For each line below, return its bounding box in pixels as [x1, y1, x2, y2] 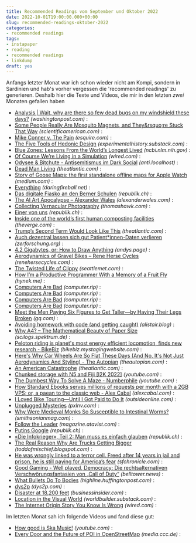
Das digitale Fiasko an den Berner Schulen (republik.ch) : [14, 190, 152, 197]
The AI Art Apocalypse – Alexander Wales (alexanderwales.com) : [14, 196, 174, 203]
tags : [6, 36, 19, 42]
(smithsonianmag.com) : [14, 415, 74, 422]
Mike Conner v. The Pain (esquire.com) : [14, 134, 112, 141]
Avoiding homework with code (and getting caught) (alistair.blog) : [14, 321, 175, 328]
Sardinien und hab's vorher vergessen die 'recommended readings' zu [6, 86, 177, 93]
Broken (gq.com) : [14, 315, 59, 322]
